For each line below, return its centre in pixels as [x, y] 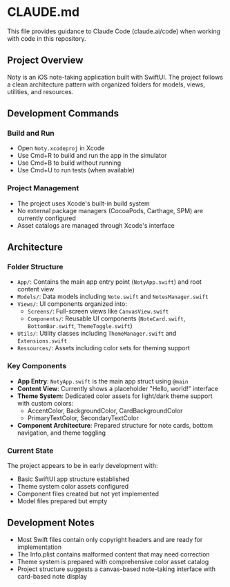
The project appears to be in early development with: [83, 466]
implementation [39, 547]
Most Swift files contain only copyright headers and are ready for [110, 539]
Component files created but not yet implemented [88, 494]
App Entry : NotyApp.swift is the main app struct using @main [103, 381]
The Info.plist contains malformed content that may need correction [113, 554]
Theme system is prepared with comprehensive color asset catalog [113, 561]
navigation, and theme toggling [61, 433]
